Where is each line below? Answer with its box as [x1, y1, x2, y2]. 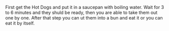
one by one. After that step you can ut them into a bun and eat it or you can [5, 15, 163, 20]
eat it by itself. [5, 20, 35, 26]
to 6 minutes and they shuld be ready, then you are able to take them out [5, 9, 158, 15]
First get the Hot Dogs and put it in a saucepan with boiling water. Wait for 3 [5, 4, 164, 10]
